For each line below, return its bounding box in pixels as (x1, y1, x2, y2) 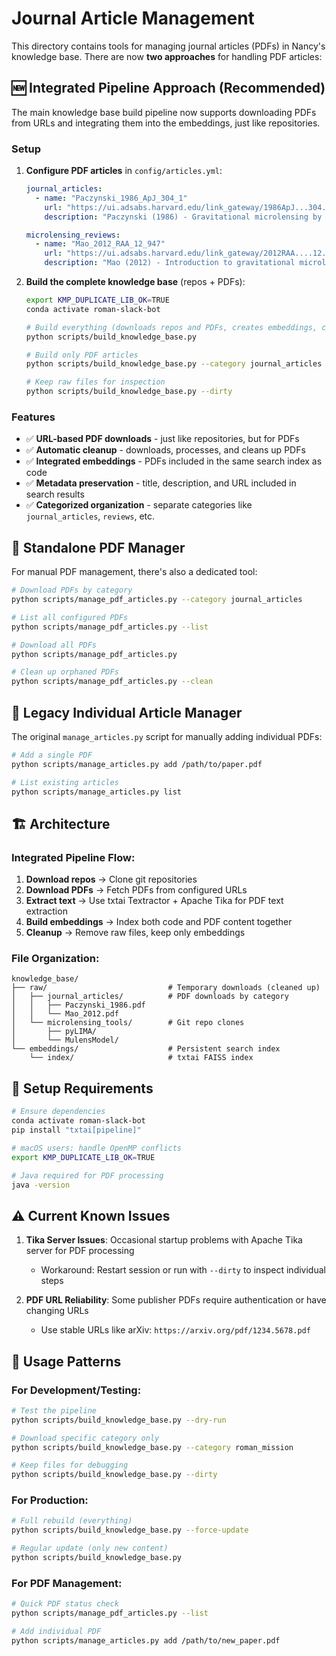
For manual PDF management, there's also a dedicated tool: (11, 566, 258, 578)
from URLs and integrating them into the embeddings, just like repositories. (11, 117, 321, 129)
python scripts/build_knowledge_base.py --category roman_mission (11, 1442, 294, 1452)
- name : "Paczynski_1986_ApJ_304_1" (35, 193, 188, 203)
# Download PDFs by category (11, 585, 133, 596)
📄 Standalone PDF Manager (11, 539, 186, 556)
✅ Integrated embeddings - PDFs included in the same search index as (25, 455, 323, 467)
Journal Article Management (11, 7, 255, 30)
